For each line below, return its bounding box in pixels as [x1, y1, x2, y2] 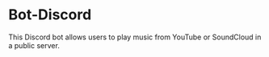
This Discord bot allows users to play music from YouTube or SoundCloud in [8, 32, 262, 42]
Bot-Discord [8, 6, 92, 24]
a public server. [8, 40, 61, 50]
